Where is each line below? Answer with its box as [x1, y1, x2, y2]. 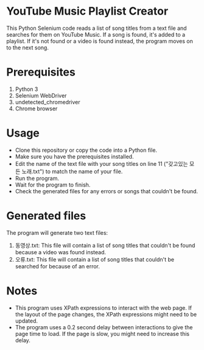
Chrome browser [15, 105, 58, 112]
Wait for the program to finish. [15, 181, 91, 188]
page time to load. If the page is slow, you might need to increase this [15, 330, 190, 337]
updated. [15, 317, 38, 324]
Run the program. [15, 174, 60, 182]
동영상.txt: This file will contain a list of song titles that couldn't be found [15, 241, 195, 249]
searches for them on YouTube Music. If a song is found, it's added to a [6, 30, 186, 38]
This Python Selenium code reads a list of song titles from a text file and [6, 24, 187, 32]
